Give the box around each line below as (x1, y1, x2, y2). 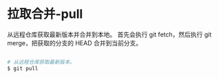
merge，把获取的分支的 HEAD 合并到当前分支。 (7, 38, 143, 47)
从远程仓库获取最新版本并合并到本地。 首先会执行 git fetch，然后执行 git (7, 30, 212, 38)
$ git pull (7, 65, 39, 72)
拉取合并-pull (7, 6, 83, 22)
